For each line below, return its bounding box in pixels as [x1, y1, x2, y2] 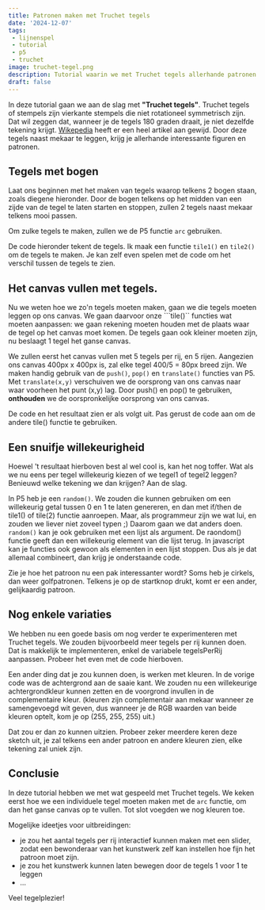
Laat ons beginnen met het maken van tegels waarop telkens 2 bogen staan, [8, 185, 257, 195]
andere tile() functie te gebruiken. [8, 418, 118, 427]
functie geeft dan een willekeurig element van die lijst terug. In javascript [8, 536, 245, 545]
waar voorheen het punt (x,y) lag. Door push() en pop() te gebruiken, [8, 385, 233, 395]
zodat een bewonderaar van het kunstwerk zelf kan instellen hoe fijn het [19, 843, 256, 853]
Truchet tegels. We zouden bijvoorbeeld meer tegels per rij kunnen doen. [8, 637, 247, 647]
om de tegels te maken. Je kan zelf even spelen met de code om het [8, 250, 231, 260]
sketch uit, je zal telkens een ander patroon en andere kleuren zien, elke [8, 735, 243, 745]
